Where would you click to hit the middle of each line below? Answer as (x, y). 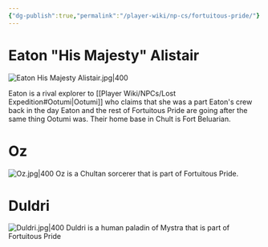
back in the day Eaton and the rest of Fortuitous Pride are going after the (128, 110)
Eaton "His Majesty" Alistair (104, 55)
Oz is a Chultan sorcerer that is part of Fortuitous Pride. (147, 173)
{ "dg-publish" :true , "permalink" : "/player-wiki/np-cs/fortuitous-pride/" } (134, 16)
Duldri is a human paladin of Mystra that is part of (148, 228)
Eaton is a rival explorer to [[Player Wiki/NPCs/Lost (92, 93)
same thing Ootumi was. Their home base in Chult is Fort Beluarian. (120, 119)
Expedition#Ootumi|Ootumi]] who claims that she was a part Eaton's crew (130, 102)
